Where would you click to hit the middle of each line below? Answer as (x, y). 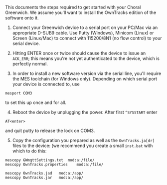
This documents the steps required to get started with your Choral (73, 7)
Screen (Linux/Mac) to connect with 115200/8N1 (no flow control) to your (87, 38)
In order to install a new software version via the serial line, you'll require (87, 73)
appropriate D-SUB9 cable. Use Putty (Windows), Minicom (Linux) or (83, 33)
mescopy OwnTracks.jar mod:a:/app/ (44, 177)
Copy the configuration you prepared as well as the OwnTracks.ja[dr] (83, 140)
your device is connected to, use (46, 84)
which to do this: (29, 151)
